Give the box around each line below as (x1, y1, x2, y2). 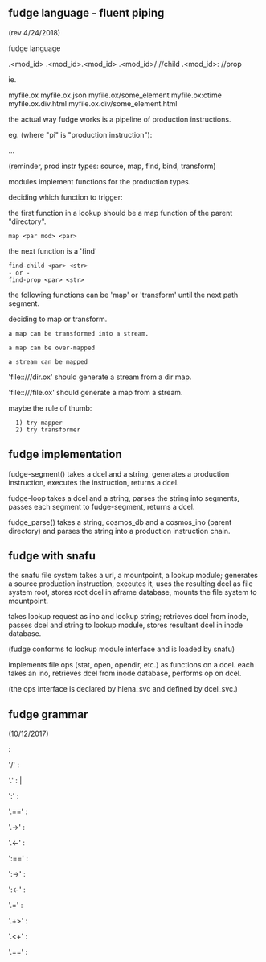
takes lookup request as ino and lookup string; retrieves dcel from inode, (8, 612, 249, 621)
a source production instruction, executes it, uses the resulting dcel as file (8, 579, 253, 588)
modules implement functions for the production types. (8, 176, 191, 186)
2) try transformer (15, 426, 81, 434)
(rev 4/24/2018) (8, 27, 61, 37)
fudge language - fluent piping (8, 6, 165, 20)
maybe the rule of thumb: (8, 403, 92, 413)
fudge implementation (8, 448, 122, 461)
